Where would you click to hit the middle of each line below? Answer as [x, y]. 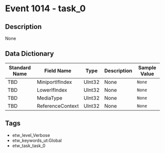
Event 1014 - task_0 [45, 9]
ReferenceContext [58, 106]
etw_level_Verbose [31, 135]
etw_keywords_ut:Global [37, 140]
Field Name [58, 71]
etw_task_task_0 [29, 146]
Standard [20, 68]
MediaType [50, 98]
